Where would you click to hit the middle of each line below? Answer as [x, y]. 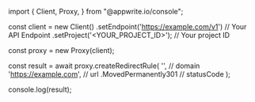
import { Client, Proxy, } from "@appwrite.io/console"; [96, 11]
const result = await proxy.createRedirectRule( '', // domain [104, 66]
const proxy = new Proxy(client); [61, 50]
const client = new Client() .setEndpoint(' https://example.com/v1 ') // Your [127, 26]
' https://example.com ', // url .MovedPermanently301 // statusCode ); [120, 74]
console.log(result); [40, 89]
